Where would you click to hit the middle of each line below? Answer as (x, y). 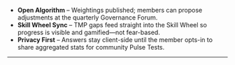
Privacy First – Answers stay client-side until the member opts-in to (115, 40)
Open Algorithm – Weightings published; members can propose (110, 10)
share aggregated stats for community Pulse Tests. (91, 47)
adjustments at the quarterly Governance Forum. (87, 17)
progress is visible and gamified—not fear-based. (89, 32)
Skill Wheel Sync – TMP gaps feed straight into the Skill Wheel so (112, 25)
